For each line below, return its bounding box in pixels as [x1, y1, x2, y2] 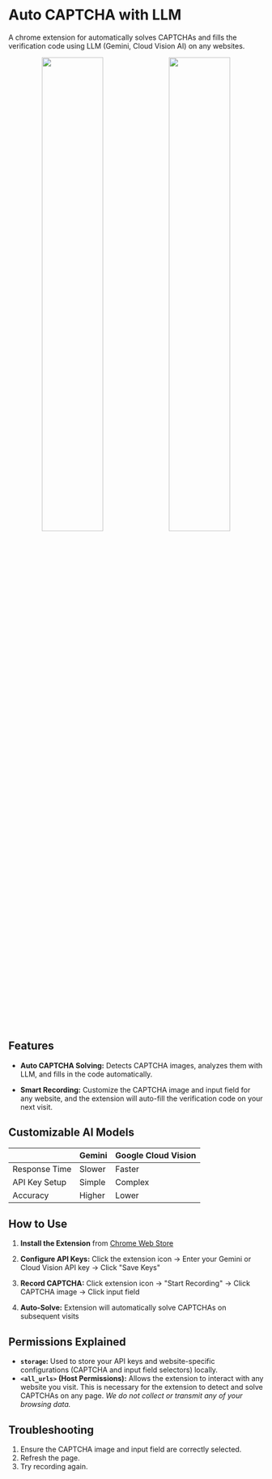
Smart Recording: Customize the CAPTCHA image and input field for [19, 1085, 251, 1094]
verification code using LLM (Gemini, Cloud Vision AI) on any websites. [8, 40, 245, 50]
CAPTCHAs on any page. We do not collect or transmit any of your [19, 1391, 243, 1400]
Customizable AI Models [8, 1126, 135, 1140]
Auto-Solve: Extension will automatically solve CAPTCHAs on [19, 1302, 227, 1313]
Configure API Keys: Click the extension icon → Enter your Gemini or [19, 1254, 252, 1264]
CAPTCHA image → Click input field [19, 1287, 140, 1297]
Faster [115, 1163, 139, 1174]
